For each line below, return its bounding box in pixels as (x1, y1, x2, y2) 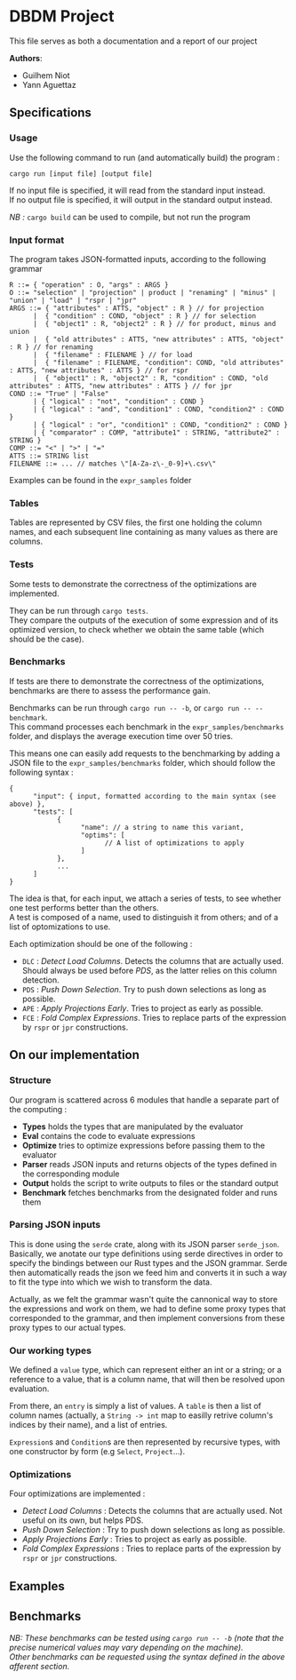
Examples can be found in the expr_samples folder (9, 474, 192, 485)
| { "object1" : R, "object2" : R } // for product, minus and (32, 319, 276, 328)
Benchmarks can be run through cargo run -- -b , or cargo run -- (9, 702, 252, 713)
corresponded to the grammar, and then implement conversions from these (9, 1312, 285, 1323)
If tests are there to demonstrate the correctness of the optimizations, (9, 675, 265, 686)
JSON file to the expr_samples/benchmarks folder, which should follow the (9, 757, 276, 768)
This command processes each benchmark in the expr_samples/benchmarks (9, 721, 284, 732)
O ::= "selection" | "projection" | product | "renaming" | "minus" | (9, 288, 276, 297)
